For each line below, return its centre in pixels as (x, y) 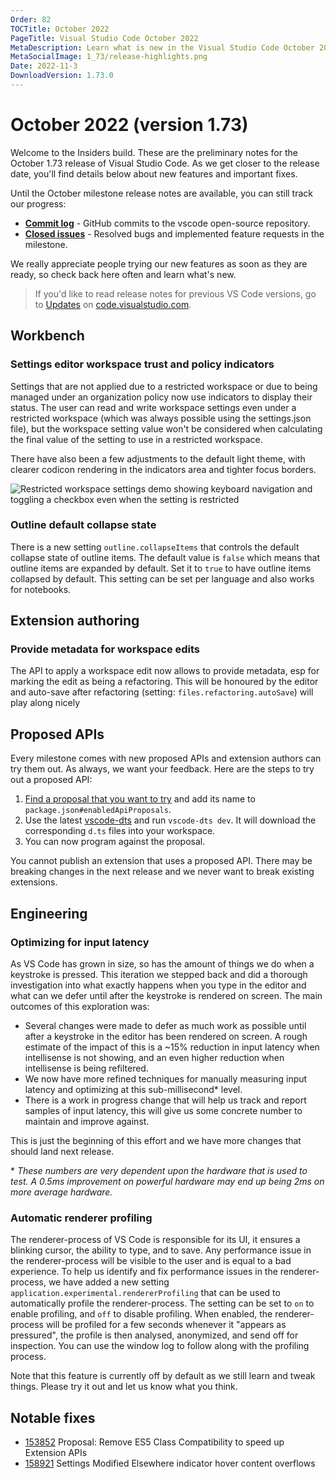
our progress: (38, 203)
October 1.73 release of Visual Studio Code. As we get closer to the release (165, 163)
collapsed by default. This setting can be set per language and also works (162, 578)
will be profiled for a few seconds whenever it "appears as (166, 1325)
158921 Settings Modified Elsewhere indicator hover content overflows (170, 1463)
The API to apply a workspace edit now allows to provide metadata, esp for (165, 671)
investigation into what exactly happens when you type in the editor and (158, 985)
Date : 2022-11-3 (44, 66)
